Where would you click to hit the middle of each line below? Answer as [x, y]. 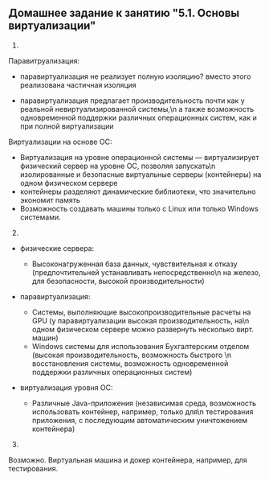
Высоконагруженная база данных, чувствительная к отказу [135, 264]
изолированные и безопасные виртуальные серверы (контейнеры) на [141, 174]
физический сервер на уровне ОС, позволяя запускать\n [118, 166]
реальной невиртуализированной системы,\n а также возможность [137, 109]
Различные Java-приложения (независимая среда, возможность [144, 403]
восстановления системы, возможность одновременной [130, 363]
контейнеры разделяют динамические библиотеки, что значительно [138, 191]
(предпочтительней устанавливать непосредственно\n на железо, [146, 272]
